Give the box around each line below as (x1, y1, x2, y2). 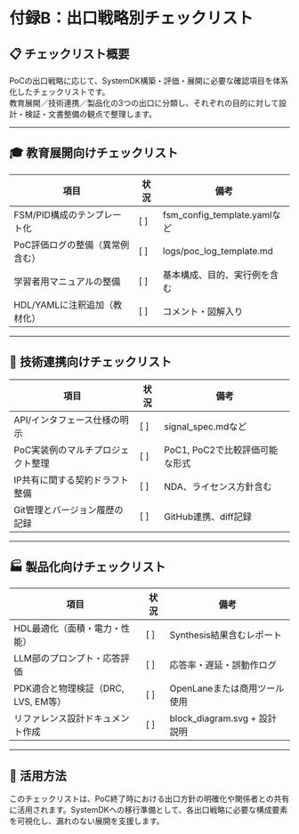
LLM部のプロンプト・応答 (13, 653, 122, 665)
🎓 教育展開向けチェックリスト (9, 146, 179, 161)
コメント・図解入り (163, 305, 244, 317)
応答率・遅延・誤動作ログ (169, 659, 278, 671)
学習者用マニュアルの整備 (13, 275, 121, 287)
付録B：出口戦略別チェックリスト (9, 8, 254, 28)
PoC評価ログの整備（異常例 (13, 238, 130, 251)
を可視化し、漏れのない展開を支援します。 (9, 815, 165, 827)
